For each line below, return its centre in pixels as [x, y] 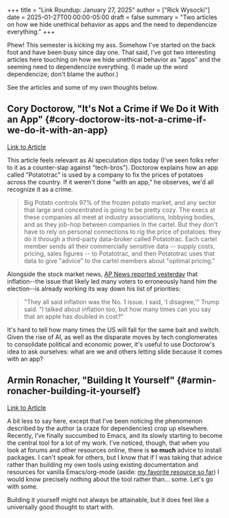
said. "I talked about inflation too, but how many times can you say [117, 309]
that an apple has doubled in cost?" [74, 316]
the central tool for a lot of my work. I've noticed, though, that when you [108, 443]
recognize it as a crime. [40, 189]
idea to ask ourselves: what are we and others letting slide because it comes [115, 351]
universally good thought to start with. [61, 507]
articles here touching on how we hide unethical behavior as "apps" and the [114, 60]
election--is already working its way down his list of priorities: [94, 288]
